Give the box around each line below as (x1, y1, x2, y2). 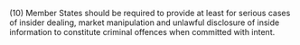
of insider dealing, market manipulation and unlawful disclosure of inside (9, 17, 280, 28)
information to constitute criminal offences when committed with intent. (9, 27, 276, 37)
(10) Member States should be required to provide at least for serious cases (9, 8, 291, 18)
